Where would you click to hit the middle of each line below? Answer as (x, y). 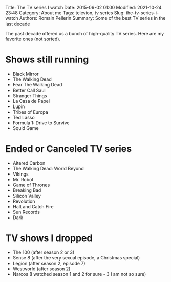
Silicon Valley (27, 196)
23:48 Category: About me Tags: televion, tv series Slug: (65, 13)
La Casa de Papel (31, 101)
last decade (18, 24)
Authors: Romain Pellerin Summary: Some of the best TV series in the (92, 18)
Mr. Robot (23, 179)
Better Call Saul (29, 90)
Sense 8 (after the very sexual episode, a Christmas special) (76, 257)
